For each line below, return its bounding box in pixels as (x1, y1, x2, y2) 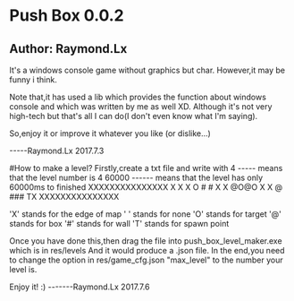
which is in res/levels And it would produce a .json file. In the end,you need (9, 245, 285, 255)
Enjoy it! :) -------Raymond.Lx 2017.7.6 (9, 281, 150, 292)
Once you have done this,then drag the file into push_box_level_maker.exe (9, 236, 283, 246)
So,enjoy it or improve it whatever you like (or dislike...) (9, 128, 212, 139)
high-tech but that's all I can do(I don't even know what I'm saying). (9, 111, 258, 121)
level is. (9, 264, 38, 274)
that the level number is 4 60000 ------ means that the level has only (9, 172, 264, 183)
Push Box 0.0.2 (9, 5, 124, 26)
